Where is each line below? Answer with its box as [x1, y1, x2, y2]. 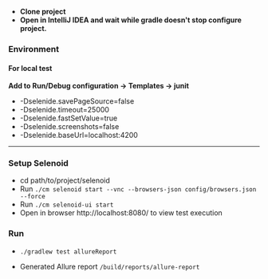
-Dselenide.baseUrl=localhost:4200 [19, 131, 138, 140]
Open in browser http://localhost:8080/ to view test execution [19, 208, 223, 218]
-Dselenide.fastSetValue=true [19, 113, 118, 123]
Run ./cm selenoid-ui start [19, 199, 114, 210]
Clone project [19, 7, 66, 16]
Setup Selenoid [8, 158, 69, 169]
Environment [8, 43, 60, 54]
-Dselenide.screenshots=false [19, 122, 120, 132]
